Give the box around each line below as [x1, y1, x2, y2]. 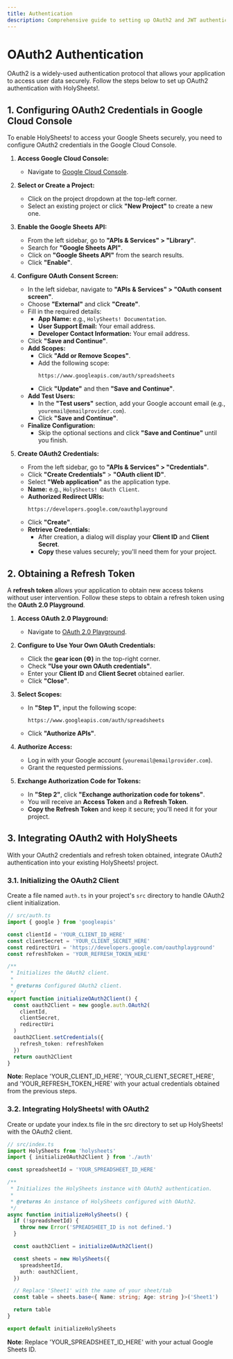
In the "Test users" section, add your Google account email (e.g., [37, 400, 225, 408]
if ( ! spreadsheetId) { [13, 1217, 79, 1224]
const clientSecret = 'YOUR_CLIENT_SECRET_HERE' [7, 937, 150, 944]
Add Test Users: [27, 392, 76, 400]
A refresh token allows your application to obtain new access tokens [7, 586, 204, 595]
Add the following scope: [37, 359, 110, 368]
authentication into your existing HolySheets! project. [7, 858, 159, 866]
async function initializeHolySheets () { [7, 1211, 129, 1218]
